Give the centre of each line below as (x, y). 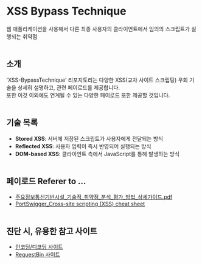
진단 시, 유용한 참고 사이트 (52, 231)
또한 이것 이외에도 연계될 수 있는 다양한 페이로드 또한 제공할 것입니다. (88, 95)
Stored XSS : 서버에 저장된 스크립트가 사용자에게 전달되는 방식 (89, 138)
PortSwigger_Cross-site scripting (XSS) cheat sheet (80, 204)
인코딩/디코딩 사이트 (39, 247)
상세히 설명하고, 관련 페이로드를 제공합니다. (69, 87)
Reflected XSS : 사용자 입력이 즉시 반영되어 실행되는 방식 (83, 146)
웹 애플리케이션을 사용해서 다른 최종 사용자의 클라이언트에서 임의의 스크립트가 (98, 29)
